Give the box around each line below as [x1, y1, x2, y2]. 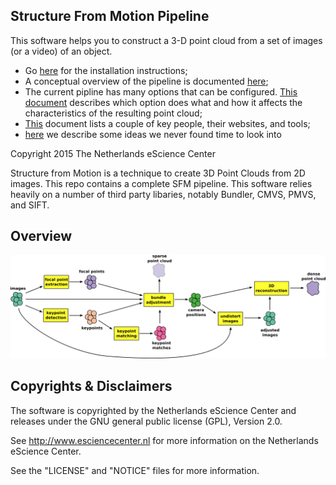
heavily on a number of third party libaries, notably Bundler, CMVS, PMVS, [10, 188, 317, 200]
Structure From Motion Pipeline [10, 8, 210, 25]
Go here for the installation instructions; [24, 64, 188, 76]
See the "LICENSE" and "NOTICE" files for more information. [10, 464, 260, 476]
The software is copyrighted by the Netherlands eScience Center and [10, 404, 297, 416]
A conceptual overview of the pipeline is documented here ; [24, 75, 269, 87]
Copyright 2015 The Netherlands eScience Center [10, 147, 216, 159]
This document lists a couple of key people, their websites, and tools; [24, 117, 311, 129]
